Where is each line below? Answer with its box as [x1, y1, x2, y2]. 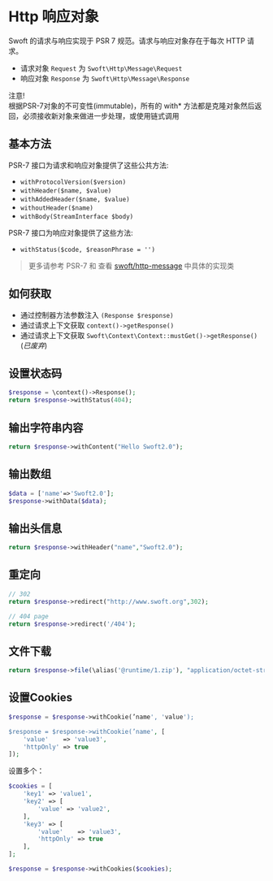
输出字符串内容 [8, 420, 84, 435]
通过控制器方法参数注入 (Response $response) [19, 310, 174, 319]
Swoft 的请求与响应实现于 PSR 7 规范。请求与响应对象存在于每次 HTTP [8, 36, 245, 46]
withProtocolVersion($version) [19, 178, 127, 186]
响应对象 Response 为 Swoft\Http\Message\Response [19, 73, 190, 83]
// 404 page [8, 612, 49, 620]
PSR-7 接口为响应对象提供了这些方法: [8, 228, 133, 237]
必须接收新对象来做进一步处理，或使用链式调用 [22, 111, 180, 120]
